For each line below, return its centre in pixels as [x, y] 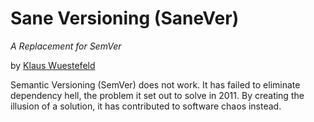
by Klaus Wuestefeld [53, 65]
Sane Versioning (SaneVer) [125, 18]
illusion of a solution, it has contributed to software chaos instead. [146, 106]
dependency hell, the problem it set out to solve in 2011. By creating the [157, 95]
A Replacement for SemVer [66, 46]
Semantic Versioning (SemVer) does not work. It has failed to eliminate [155, 84]
